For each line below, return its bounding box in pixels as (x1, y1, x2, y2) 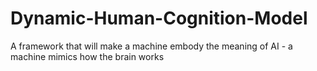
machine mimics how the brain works (10, 50, 165, 62)
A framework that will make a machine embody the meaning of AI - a (10, 40, 293, 52)
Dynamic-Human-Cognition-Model (10, 7, 308, 30)
